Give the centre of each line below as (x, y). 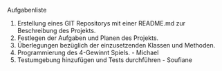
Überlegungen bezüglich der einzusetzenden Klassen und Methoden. (116, 45)
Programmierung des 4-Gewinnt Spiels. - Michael (88, 52)
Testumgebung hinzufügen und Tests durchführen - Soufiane (104, 60)
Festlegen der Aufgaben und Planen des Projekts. (88, 38)
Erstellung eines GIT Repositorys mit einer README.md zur (101, 23)
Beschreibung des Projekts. (56, 31)
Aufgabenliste (27, 10)
